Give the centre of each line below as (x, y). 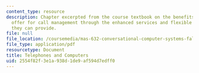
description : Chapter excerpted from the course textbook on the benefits (100, 17)
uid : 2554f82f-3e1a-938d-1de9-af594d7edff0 (61, 61)
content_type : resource (36, 11)
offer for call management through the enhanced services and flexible (102, 22)
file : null (20, 34)
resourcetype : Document (36, 50)
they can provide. (34, 28)
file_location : (25, 39)
